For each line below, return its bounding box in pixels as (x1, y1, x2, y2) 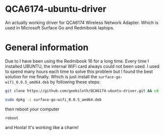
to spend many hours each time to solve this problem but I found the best (5, 68, 153, 74)
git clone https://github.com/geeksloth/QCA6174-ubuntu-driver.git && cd (5, 88, 159, 93)
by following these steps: (50, 79, 101, 85)
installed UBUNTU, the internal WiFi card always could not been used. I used (5, 63, 160, 69)
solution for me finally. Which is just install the (5, 73, 97, 79)
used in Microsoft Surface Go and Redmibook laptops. (5, 24, 115, 30)
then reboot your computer (5, 106, 60, 112)
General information (5, 42, 89, 53)
